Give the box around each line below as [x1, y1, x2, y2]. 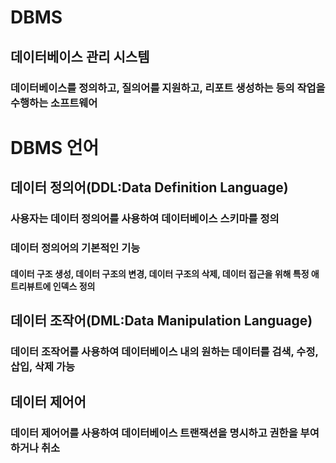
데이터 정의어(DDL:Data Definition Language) [10, 179, 289, 196]
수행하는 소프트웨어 [10, 96, 98, 110]
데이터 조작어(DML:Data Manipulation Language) [10, 312, 313, 329]
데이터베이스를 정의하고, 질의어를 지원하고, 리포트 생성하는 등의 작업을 [10, 81, 326, 95]
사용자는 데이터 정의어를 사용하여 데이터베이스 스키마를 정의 [10, 212, 280, 225]
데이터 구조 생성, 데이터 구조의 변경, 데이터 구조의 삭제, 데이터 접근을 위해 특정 [10, 267, 310, 280]
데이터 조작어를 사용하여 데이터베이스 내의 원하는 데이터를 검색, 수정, [10, 344, 319, 358]
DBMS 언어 [10, 136, 100, 159]
